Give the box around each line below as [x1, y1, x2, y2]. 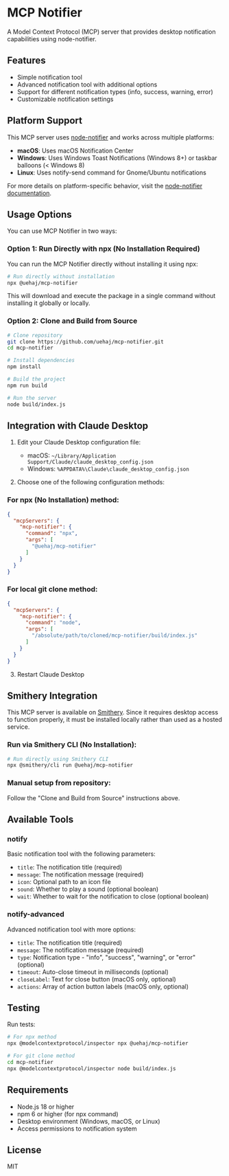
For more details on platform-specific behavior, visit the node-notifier [7, 181, 203, 190]
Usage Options [7, 208, 72, 220]
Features [7, 55, 46, 67]
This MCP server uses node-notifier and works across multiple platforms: [7, 133, 215, 142]
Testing [7, 1002, 40, 1014]
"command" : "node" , [25, 620, 81, 626]
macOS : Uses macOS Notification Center [16, 146, 134, 155]
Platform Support [7, 115, 82, 126]
